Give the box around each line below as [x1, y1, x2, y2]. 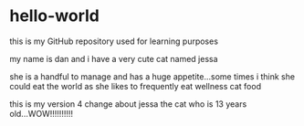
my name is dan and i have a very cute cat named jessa [9, 53, 218, 64]
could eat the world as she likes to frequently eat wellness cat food [9, 80, 262, 91]
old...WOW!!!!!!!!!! [9, 108, 74, 119]
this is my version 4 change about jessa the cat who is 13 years [9, 98, 247, 110]
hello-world [9, 5, 100, 26]
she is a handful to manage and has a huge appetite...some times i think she [9, 70, 295, 82]
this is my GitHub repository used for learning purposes [9, 36, 219, 47]
